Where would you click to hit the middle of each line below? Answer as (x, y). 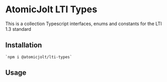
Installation (24, 45)
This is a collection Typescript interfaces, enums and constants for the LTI (83, 24)
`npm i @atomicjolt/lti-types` (39, 57)
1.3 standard (18, 29)
